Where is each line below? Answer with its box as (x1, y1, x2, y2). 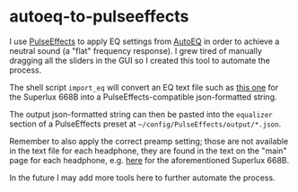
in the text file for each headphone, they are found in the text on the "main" (9, 145, 287, 156)
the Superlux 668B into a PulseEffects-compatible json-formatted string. (9, 92, 277, 102)
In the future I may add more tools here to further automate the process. (9, 172, 276, 183)
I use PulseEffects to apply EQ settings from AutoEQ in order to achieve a (9, 36, 280, 47)
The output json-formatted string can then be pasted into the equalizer (9, 109, 273, 119)
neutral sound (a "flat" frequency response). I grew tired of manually (9, 45, 263, 56)
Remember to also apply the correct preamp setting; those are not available (9, 135, 289, 146)
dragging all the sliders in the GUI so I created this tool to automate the (9, 55, 271, 65)
